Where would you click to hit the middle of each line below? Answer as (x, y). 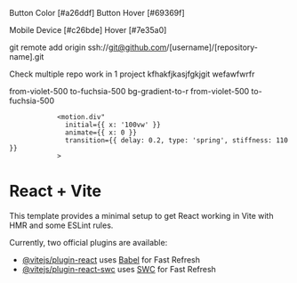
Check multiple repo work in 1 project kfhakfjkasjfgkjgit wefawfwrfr (132, 74)
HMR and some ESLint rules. (61, 225)
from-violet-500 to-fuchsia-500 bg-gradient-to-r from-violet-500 (129, 91)
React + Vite (56, 191)
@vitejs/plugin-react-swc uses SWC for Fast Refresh (119, 269)
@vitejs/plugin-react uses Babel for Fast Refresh (111, 259)
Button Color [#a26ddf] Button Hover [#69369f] (97, 13)
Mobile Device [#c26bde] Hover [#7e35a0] (88, 30)
